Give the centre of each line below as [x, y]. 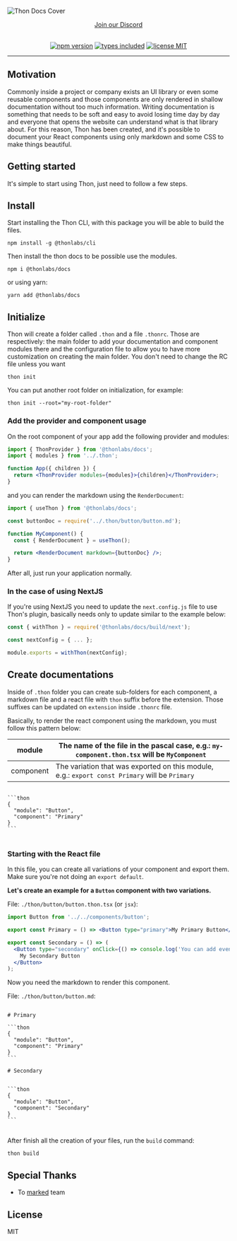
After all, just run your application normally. [70, 573]
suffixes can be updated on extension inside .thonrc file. [90, 706]
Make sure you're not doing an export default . [76, 877]
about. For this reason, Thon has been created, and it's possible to [104, 129]
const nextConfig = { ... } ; [50, 640]
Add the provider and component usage [77, 421]
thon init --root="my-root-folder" [60, 403]
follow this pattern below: [44, 728]
